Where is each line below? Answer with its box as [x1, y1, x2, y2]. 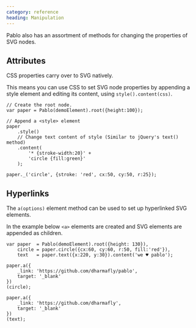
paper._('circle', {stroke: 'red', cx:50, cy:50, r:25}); [6, 172, 157, 178]
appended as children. [6, 229, 63, 237]
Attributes [6, 56, 46, 66]
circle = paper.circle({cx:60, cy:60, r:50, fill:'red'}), [17, 247, 171, 253]
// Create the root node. [6, 102, 72, 108]
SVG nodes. [6, 38, 37, 45]
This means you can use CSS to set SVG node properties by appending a [6, 84, 191, 91]
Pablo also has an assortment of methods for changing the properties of [6, 31, 188, 39]
